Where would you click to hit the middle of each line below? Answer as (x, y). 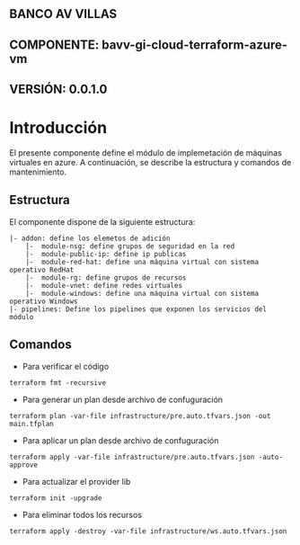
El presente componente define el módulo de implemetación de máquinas (146, 152)
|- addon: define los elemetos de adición (90, 238)
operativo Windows (44, 301)
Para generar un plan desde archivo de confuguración (122, 399)
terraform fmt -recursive (57, 383)
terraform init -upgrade (56, 498)
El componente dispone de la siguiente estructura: (102, 221)
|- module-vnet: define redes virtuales (104, 285)
